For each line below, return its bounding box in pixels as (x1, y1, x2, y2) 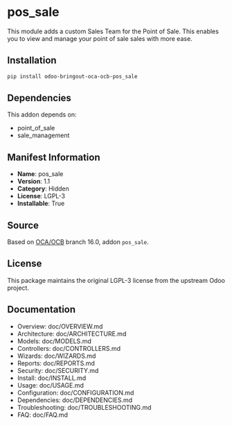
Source (7, 219, 39, 231)
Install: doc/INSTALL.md (17, 374, 87, 382)
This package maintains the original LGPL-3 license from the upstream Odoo (7, 276, 225, 284)
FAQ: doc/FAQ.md (17, 410, 68, 419)
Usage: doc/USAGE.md (17, 381, 84, 389)
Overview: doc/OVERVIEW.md (17, 322, 103, 330)
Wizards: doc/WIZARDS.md (17, 352, 96, 360)
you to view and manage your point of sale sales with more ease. (7, 34, 193, 42)
